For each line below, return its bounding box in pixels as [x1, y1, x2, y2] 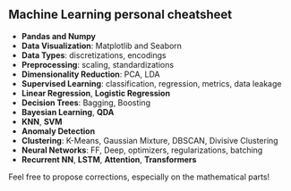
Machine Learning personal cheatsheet [8, 7, 233, 22]
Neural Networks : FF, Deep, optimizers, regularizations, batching [21, 145, 263, 155]
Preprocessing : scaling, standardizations [21, 59, 175, 70]
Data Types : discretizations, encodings [21, 49, 167, 61]
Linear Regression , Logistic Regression [21, 87, 171, 98]
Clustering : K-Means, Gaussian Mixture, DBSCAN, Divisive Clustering [21, 135, 278, 145]
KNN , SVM [21, 116, 63, 127]
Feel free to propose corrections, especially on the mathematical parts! [8, 171, 270, 182]
